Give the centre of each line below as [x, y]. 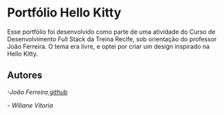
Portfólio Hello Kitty [64, 13]
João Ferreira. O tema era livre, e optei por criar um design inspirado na [109, 46]
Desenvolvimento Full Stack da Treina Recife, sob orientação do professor [112, 39]
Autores [25, 75]
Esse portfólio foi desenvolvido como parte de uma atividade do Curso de [111, 32]
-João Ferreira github [37, 92]
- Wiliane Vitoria [30, 105]
